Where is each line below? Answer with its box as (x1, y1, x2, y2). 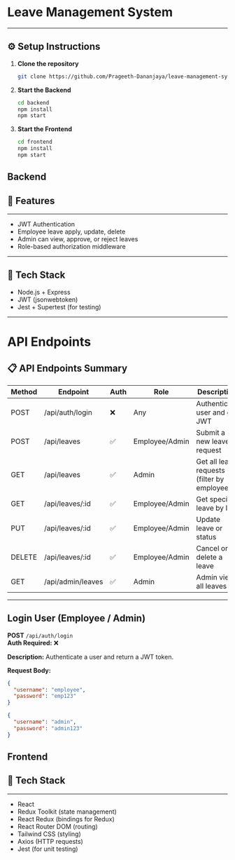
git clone (17, 73, 47, 80)
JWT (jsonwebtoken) (17, 295, 78, 304)
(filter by (196, 474, 225, 484)
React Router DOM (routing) (17, 822, 98, 831)
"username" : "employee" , (13, 686, 86, 693)
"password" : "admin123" (13, 725, 83, 732)
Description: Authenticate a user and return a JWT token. (7, 652, 173, 661)
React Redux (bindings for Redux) (17, 814, 115, 823)
